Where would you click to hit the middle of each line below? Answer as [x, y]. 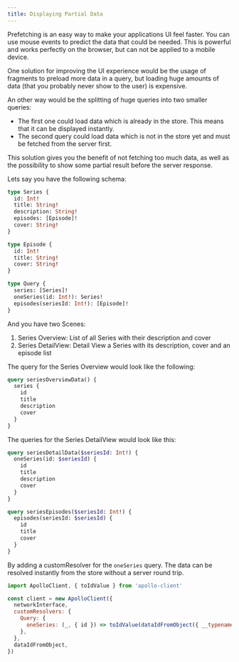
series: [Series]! [41, 290]
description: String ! [46, 212]
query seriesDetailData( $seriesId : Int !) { [73, 453]
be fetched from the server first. [65, 144]
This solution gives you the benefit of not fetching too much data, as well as [118, 157]
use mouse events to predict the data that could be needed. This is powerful [119, 42]
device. [18, 57]
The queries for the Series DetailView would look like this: [92, 439]
